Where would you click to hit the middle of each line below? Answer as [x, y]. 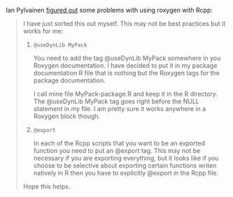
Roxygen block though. [67, 116]
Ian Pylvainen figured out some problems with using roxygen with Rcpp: [110, 10]
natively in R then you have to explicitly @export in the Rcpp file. [126, 173]
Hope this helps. [47, 187]
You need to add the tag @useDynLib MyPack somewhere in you [127, 58]
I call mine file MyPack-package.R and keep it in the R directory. [125, 94]
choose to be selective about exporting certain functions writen [125, 166]
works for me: [43, 31]
